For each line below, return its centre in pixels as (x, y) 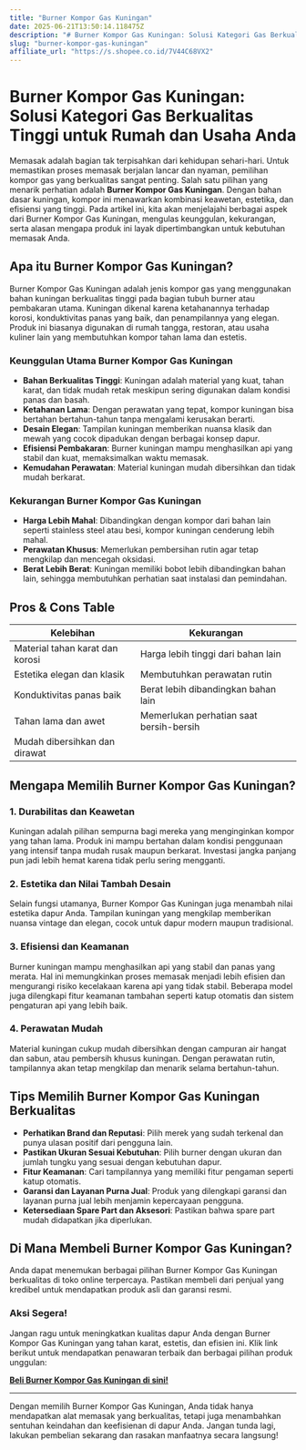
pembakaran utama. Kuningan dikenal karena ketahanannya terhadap (140, 308)
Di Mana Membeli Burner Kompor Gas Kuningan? (151, 1249)
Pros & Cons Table (62, 607)
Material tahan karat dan (66, 648)
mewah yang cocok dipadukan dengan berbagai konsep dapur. (141, 439)
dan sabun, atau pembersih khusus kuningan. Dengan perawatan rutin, (143, 1058)
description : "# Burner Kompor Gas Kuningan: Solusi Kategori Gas (138, 35)
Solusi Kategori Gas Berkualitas (132, 116)
